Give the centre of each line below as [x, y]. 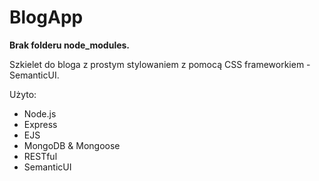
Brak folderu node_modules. [70, 45]
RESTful [40, 156]
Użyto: [23, 94]
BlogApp [46, 17]
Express [40, 124]
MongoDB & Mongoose [72, 145]
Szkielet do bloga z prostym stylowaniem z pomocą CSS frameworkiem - [160, 64]
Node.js [40, 113]
